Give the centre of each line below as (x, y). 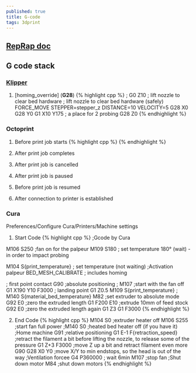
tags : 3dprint (23, 22)
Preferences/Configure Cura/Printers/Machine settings (72, 226)
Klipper (17, 82)
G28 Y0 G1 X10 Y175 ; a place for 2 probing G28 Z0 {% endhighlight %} (100, 114)
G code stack (30, 66)
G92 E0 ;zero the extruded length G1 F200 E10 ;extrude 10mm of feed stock (97, 303)
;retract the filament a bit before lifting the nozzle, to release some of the (102, 339)
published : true (26, 11)
